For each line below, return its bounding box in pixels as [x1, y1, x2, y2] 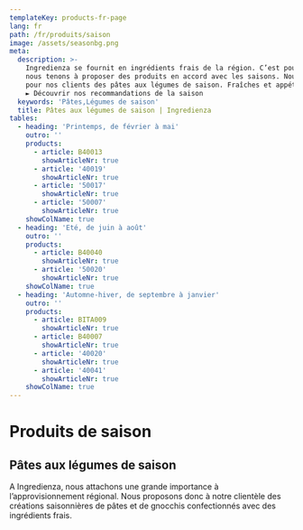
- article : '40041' [32, 366, 106, 375]
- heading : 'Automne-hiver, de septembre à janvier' [17, 290, 220, 299]
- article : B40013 [32, 147, 103, 156]
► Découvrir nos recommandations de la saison [25, 88, 204, 98]
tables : [9, 114, 39, 123]
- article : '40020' [32, 349, 106, 358]
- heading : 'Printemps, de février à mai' [17, 123, 179, 132]
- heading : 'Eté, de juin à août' [17, 223, 147, 232]
